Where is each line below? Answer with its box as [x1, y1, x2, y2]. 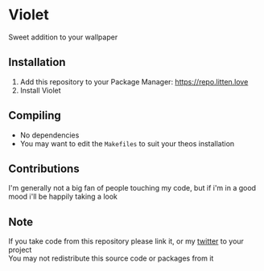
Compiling [8, 109, 62, 122]
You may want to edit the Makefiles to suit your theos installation [19, 138, 235, 148]
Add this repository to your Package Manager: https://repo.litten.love [19, 76, 249, 86]
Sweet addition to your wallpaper [8, 32, 118, 42]
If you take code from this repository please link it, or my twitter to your [8, 236, 244, 246]
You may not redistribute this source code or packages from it [8, 253, 214, 263]
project [8, 245, 32, 255]
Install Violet [19, 85, 62, 95]
